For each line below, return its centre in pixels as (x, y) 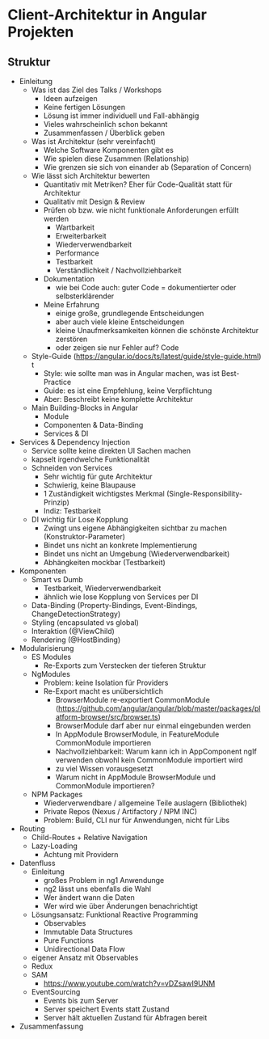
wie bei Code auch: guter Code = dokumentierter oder (146, 287)
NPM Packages (57, 794)
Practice (57, 382)
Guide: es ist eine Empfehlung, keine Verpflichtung (128, 391)
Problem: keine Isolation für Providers (106, 682)
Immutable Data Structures (88, 932)
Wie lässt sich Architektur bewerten (90, 176)
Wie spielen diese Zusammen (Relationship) (116, 158)
